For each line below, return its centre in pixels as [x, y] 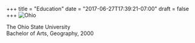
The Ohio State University [38, 27]
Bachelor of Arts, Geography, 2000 [50, 33]
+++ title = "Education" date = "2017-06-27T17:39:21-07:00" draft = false [98, 9]
